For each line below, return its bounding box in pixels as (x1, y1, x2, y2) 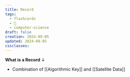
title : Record (5, 7, 34, 12)
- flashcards (9, 16, 36, 21)
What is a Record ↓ (5, 57, 45, 62)
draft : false (5, 30, 32, 35)
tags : (5, 12, 16, 17)
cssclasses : (5, 43, 29, 48)
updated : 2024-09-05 (5, 39, 47, 44)
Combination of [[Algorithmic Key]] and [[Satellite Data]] (12, 66, 126, 72)
